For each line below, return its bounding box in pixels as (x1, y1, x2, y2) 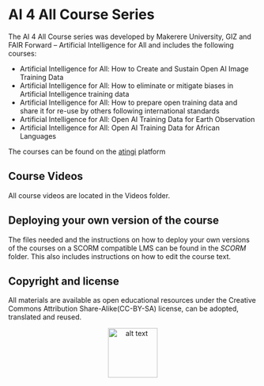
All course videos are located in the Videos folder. (8, 190, 171, 200)
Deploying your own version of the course (8, 214, 220, 227)
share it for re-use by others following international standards (19, 105, 220, 116)
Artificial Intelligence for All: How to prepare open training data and (19, 97, 238, 107)
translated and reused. (8, 312, 82, 322)
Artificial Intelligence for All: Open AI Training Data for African (19, 123, 220, 132)
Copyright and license (8, 274, 120, 288)
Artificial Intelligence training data (19, 89, 130, 98)
